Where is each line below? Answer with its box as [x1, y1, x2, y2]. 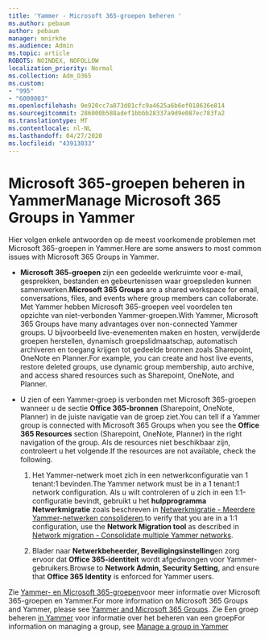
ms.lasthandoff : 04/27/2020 [8, 132, 103, 140]
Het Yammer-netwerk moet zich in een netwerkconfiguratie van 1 [31, 470, 248, 480]
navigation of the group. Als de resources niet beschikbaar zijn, [19, 437, 231, 448]
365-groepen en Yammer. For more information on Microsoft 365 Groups [8, 596, 248, 606]
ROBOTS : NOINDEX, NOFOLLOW [8, 57, 99, 65]
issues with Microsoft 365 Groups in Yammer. [8, 252, 159, 262]
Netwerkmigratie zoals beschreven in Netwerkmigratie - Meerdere [31, 505, 255, 515]
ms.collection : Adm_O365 [8, 72, 92, 80]
